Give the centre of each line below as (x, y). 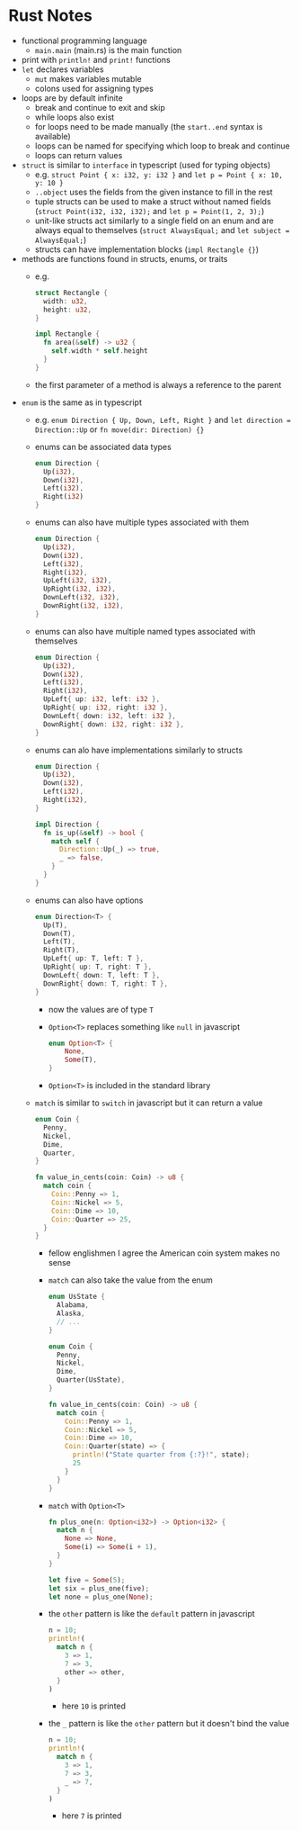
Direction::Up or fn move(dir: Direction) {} (119, 429)
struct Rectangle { (71, 293)
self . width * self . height (100, 351)
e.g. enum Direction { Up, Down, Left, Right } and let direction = (163, 419)
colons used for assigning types (94, 88)
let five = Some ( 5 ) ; (87, 1580)
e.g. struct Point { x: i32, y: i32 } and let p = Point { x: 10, (159, 174)
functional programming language (84, 41)
